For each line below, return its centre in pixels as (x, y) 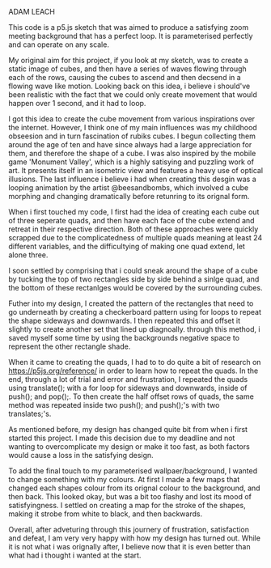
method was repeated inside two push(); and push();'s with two (114, 405)
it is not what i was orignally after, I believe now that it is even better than (129, 547)
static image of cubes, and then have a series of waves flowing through (127, 69)
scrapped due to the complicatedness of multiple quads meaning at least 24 (135, 237)
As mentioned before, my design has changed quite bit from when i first (128, 429)
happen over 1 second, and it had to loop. (77, 103)
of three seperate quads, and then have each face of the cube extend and (131, 220)
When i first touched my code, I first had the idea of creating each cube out (134, 212)
